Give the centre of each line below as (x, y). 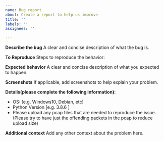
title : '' (16, 19)
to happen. (16, 73)
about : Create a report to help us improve (52, 15)
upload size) (25, 123)
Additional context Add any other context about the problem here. (74, 133)
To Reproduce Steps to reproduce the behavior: (55, 57)
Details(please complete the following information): (61, 92)
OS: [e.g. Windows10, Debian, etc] (48, 102)
